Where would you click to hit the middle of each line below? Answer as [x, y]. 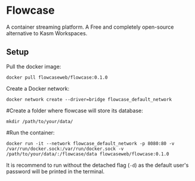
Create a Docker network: [38, 88]
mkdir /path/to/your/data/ [40, 121]
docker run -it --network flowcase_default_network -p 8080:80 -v [90, 143]
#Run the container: [30, 133]
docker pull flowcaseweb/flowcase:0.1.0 [57, 77]
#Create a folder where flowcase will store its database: [75, 111]
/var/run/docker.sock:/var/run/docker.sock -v [65, 149]
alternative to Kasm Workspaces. [47, 33]
